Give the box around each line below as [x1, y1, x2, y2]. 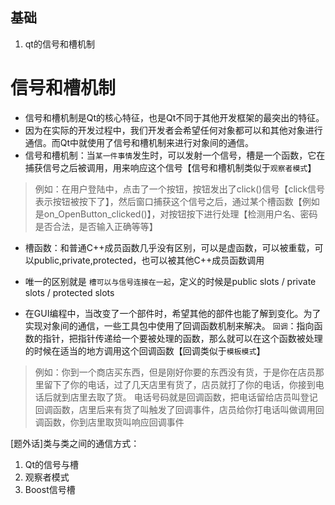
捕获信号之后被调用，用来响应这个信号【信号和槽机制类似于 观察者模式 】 [24, 161, 317, 173]
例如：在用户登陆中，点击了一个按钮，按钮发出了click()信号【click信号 [34, 183, 325, 195]
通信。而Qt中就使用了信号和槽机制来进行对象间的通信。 [24, 136, 255, 148]
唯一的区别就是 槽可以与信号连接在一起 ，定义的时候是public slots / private [24, 275, 317, 287]
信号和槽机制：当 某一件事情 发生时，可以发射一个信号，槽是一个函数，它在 [24, 149, 326, 161]
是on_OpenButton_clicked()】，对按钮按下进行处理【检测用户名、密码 [34, 208, 318, 220]
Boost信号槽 [24, 483, 76, 495]
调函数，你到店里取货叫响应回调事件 [34, 416, 185, 428]
